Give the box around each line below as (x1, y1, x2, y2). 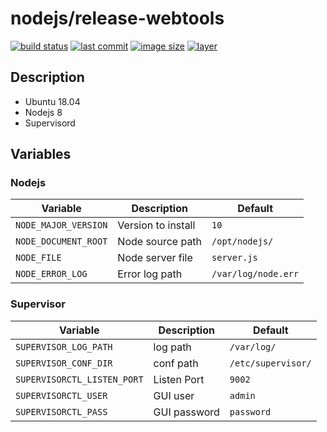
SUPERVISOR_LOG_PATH (15, 341, 113, 352)
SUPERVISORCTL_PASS (15, 406, 108, 417)
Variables (10, 146, 72, 163)
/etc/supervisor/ (229, 357, 312, 369)
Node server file (117, 251, 193, 265)
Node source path (117, 235, 203, 249)
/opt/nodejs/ (211, 236, 274, 247)
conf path (153, 356, 199, 370)
